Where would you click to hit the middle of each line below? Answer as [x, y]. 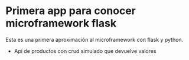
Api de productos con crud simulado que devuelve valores [85, 51]
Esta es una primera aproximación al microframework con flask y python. [94, 39]
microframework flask [61, 23]
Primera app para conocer [71, 11]
